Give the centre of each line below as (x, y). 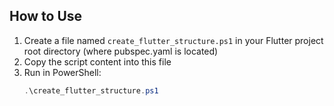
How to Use (46, 16)
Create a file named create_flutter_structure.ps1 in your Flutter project (173, 40)
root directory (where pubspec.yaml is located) (121, 51)
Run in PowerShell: (62, 72)
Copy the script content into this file (97, 61)
